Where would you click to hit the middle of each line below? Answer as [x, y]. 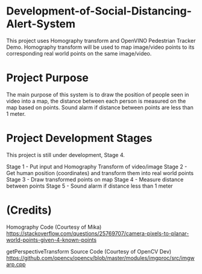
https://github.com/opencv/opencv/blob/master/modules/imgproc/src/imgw [100, 258]
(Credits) [29, 210]
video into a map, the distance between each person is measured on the [96, 101]
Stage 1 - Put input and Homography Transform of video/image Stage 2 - [97, 167]
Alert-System [41, 24]
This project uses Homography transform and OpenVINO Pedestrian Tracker [101, 40]
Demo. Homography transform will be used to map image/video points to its [100, 47]
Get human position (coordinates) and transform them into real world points [100, 173]
